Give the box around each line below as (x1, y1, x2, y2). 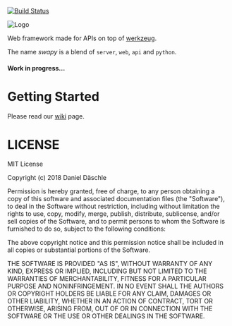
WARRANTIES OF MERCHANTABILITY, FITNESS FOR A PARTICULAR (7, 274, 207, 283)
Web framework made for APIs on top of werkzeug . (7, 34, 157, 42)
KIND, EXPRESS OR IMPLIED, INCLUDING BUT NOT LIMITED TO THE (7, 267, 207, 275)
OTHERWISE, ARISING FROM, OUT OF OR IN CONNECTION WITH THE (7, 304, 213, 313)
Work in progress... (7, 64, 66, 72)
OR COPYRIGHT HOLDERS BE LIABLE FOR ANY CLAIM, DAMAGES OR (7, 289, 212, 298)
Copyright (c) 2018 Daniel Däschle (7, 174, 107, 182)
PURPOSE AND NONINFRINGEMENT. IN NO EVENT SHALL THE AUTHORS (7, 282, 224, 291)
